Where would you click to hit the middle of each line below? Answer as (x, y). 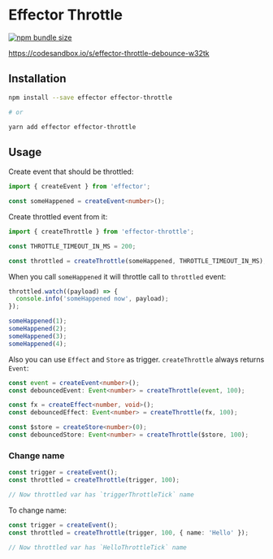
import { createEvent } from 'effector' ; (80, 187)
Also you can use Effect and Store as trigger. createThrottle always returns (136, 359)
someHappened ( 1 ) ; (38, 321)
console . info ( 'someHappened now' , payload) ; (92, 299)
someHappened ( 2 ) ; (38, 329)
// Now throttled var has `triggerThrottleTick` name (102, 494)
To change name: (37, 510)
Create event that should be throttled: (71, 171)
